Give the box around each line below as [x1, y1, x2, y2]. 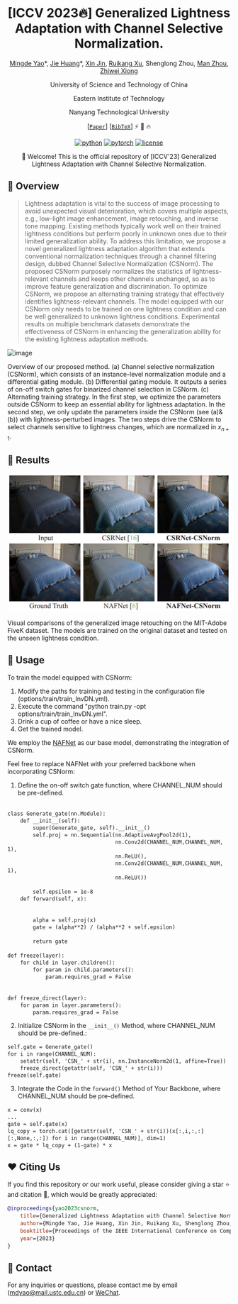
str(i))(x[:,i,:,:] [146, 1127, 204, 1134]
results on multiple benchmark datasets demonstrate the [24, 319, 190, 328]
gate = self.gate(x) [7, 1120, 69, 1127]
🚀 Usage [7, 654, 45, 666]
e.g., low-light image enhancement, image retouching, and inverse [24, 214, 219, 223]
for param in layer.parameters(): [20, 1002, 122, 1009]
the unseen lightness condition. [7, 634, 99, 642]
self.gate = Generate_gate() [7, 1043, 93, 1051]
